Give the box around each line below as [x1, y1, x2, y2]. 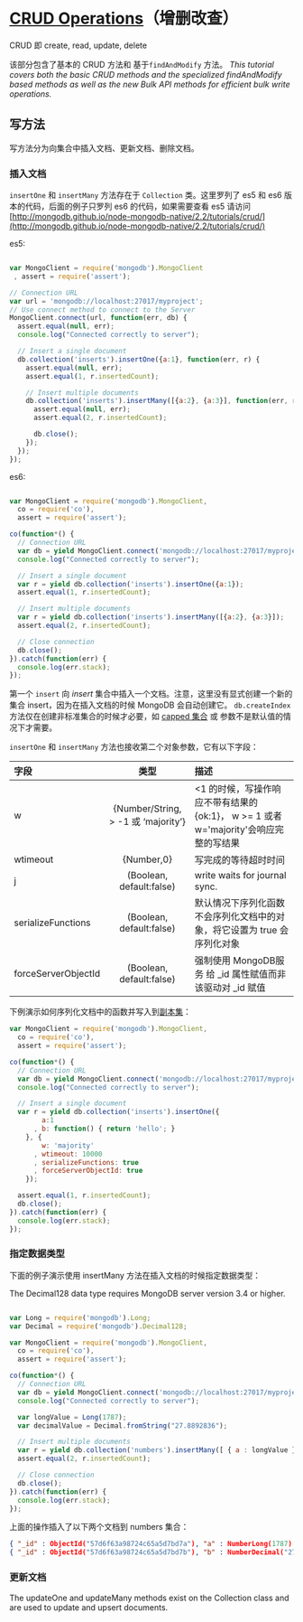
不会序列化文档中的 [194, 910, 277, 923]
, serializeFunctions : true [32, 1158, 140, 1167]
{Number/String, [113, 802, 182, 815]
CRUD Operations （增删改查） [9, 8, 239, 29]
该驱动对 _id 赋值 [194, 981, 266, 994]
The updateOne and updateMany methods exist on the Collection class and [9, 1592, 290, 1603]
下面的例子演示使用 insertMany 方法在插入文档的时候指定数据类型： [9, 1270, 262, 1280]
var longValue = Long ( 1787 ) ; [17, 1412, 127, 1421]
